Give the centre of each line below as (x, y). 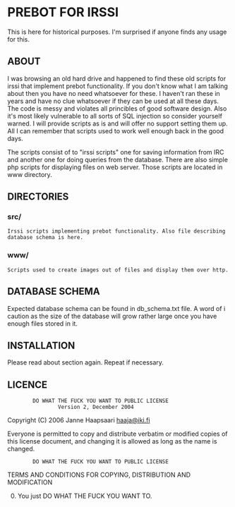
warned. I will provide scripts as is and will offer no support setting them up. (117, 123)
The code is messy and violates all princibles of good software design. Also (117, 108)
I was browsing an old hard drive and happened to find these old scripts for (117, 78)
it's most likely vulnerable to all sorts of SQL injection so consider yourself (115, 116)
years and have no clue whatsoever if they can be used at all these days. (113, 101)
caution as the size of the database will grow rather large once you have (112, 316)
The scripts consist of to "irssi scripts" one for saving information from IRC (116, 152)
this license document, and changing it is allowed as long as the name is (112, 441)
